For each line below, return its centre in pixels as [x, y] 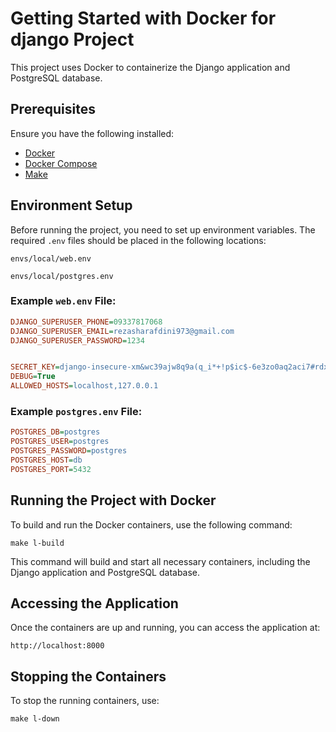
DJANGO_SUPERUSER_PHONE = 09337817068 [86, 322]
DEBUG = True [33, 377]
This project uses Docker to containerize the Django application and [150, 67]
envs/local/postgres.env [62, 276]
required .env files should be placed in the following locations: [138, 240]
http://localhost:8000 [57, 646]
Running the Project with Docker [113, 500]
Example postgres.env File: [76, 412]
